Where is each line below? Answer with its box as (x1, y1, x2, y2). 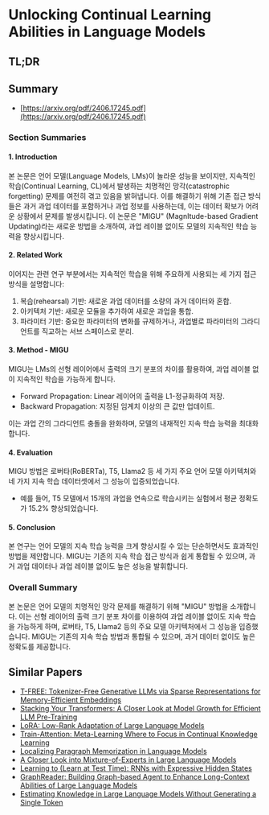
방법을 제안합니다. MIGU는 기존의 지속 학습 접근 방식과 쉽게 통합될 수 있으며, (8, 551, 247, 561)
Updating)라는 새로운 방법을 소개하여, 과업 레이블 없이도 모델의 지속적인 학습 (8, 221, 249, 231)
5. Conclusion (8, 522, 56, 532)
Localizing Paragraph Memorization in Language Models (19, 747, 207, 756)
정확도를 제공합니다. (8, 641, 71, 651)
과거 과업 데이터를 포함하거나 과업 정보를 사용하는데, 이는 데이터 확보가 (22, 201, 244, 211)
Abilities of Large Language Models (19, 780, 138, 790)
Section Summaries (8, 132, 87, 143)
